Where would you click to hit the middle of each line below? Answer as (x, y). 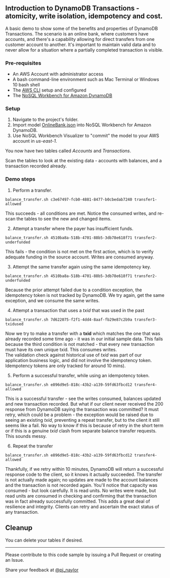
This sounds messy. (26, 436)
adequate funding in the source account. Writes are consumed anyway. (80, 257)
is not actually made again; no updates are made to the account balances (82, 479)
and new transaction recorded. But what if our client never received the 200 (84, 404)
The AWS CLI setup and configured (50, 90)
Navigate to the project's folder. (46, 120)
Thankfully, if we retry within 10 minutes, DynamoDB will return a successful (84, 469)
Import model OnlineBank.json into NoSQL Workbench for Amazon (82, 125)
